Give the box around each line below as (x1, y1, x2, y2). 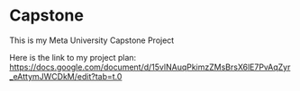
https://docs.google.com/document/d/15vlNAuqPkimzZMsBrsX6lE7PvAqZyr (9, 62, 291, 72)
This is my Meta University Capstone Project (9, 35, 175, 45)
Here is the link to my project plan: (9, 52, 137, 62)
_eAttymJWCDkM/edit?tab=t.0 (9, 70, 123, 81)
